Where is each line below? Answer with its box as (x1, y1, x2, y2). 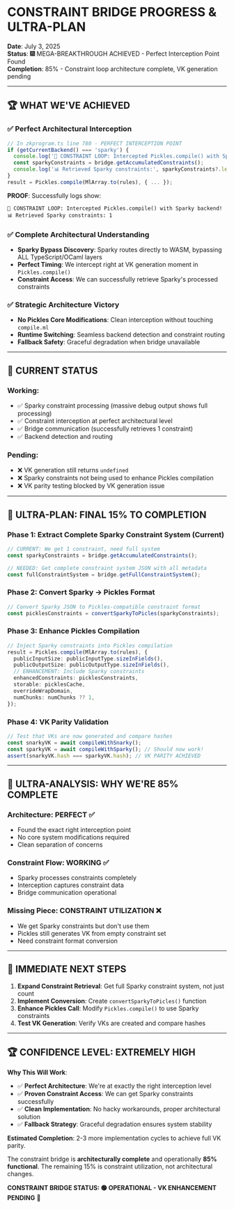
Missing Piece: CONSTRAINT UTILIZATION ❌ (7, 906, 162, 916)
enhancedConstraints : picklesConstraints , (13, 675, 139, 681)
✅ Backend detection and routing (17, 433, 114, 441)
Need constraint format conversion (17, 937, 118, 945)
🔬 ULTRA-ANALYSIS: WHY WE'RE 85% (7, 778, 179, 790)
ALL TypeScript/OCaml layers (17, 253, 102, 261)
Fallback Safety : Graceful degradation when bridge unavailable (17, 338, 201, 346)
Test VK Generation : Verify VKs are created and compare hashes (17, 1019, 206, 1027)
